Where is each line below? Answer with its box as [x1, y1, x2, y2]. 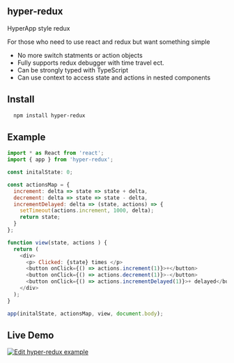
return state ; [19, 214, 61, 221]
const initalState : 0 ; [7, 169, 73, 176]
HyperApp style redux [7, 24, 70, 32]
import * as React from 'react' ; [7, 150, 104, 157]
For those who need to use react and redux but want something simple [7, 38, 210, 46]
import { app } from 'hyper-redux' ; [7, 156, 114, 163]
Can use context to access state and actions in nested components [17, 73, 211, 82]
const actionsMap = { [7, 181, 70, 188]
